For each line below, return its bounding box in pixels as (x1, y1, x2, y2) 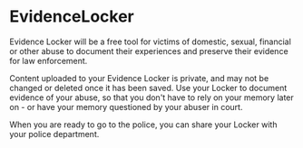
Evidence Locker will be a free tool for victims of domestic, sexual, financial (9, 36, 292, 47)
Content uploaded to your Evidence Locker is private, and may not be (9, 72, 269, 83)
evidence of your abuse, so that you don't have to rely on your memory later (9, 92, 295, 103)
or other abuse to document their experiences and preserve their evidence (9, 45, 288, 56)
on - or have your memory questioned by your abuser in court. (9, 101, 243, 112)
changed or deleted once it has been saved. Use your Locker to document (9, 82, 288, 93)
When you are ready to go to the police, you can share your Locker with (9, 119, 278, 130)
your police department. (9, 128, 100, 139)
